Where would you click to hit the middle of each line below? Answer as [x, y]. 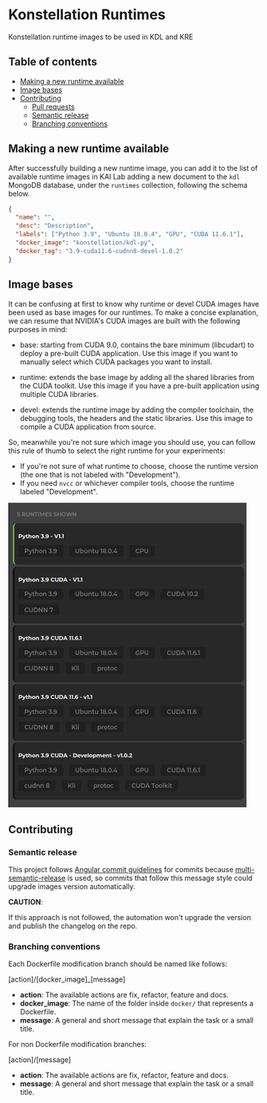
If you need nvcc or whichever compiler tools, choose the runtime [127, 483]
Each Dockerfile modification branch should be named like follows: [118, 964]
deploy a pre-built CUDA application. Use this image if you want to [129, 353]
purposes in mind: [38, 329]
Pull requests [53, 106]
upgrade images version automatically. [72, 887]
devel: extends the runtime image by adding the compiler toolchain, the [137, 410]
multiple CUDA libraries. [59, 394]
